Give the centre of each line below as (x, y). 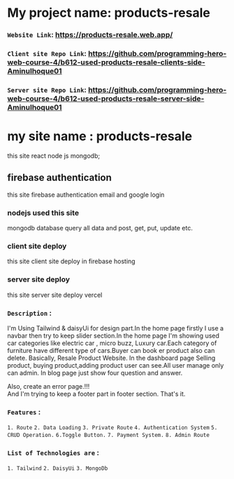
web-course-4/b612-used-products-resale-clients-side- (107, 62)
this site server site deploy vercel (55, 295)
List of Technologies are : (53, 453)
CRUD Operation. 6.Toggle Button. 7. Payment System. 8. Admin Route (108, 436)
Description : (30, 313)
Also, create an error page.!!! (49, 386)
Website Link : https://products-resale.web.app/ (90, 35)
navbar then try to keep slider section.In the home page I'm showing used (114, 335)
